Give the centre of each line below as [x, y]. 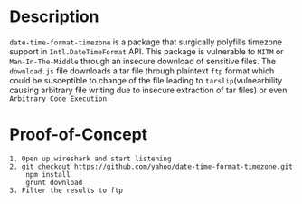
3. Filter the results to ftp [66, 190]
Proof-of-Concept [79, 135]
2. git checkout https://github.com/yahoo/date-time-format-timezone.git [151, 166]
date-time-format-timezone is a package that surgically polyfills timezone [146, 42]
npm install [48, 174]
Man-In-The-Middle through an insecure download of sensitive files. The [143, 61]
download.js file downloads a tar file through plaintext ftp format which [142, 71]
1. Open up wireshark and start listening [90, 159]
